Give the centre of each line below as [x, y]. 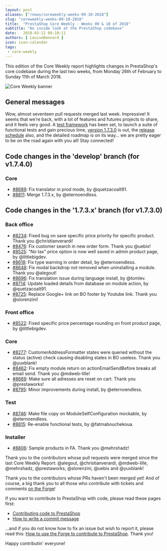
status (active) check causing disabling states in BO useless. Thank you [86, 358]
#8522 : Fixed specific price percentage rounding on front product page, [87, 323]
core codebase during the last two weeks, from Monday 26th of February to [83, 71]
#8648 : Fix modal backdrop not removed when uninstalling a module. [84, 267]
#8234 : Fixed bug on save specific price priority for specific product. [83, 235]
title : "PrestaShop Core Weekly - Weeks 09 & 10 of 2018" [68, 24]
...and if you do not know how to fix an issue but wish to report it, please [79, 528]
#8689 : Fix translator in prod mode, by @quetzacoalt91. [70, 189]
